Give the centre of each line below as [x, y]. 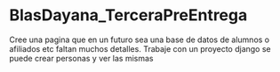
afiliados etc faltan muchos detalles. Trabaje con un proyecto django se [140, 48]
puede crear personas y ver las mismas [81, 58]
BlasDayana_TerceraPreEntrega [128, 15]
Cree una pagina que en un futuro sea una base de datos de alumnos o [140, 40]
